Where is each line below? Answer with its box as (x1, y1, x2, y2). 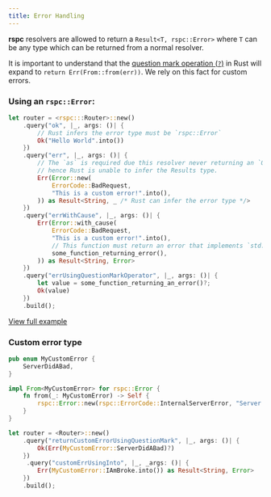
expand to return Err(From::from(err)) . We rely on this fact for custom (8, 66, 248, 77)
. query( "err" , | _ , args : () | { (23, 151, 128, 160)
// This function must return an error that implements (51, 242, 244, 250)
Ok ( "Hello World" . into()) (37, 137, 125, 145)
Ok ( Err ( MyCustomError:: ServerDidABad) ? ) (37, 444, 175, 453)
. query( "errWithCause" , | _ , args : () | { (23, 212, 161, 220)
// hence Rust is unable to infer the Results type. (37, 166, 219, 175)
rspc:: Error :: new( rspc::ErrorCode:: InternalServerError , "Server (37, 399, 262, 408)
